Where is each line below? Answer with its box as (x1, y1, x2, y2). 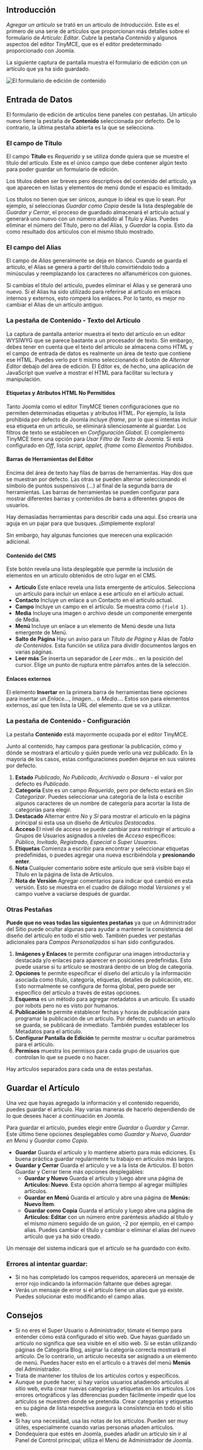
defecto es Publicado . (15, 780, 70, 787)
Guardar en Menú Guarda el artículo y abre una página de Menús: (24, 1194, 190, 1201)
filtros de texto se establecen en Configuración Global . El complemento (6, 428, 185, 436)
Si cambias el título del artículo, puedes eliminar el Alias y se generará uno (6, 282, 192, 289)
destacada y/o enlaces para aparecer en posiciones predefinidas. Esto (15, 957, 191, 964)
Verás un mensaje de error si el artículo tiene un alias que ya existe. (15, 1286, 184, 1294)
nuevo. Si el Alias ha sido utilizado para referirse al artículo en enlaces (6, 288, 181, 296)
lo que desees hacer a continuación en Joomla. (6, 1112, 125, 1119)
